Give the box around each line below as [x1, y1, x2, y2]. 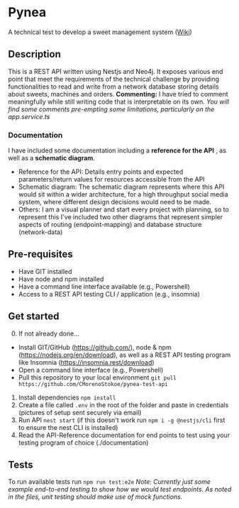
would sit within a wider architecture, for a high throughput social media [18, 190, 229, 199]
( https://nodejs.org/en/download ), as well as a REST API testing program [18, 350, 231, 359]
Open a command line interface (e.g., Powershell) [18, 365, 164, 374]
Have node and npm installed [18, 275, 104, 283]
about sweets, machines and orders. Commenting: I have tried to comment [8, 89, 229, 98]
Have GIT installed [18, 267, 72, 275]
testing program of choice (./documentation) [18, 438, 149, 447]
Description [8, 48, 61, 60]
